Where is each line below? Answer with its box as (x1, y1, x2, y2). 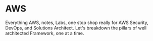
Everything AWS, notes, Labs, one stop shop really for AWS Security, (5, 19, 148, 25)
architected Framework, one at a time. (5, 30, 84, 36)
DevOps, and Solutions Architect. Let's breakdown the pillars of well (5, 24, 147, 30)
